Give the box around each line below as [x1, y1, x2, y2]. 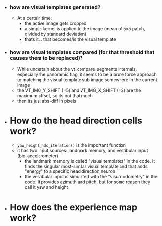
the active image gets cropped [24, 20, 87, 26]
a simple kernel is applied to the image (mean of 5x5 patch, [24, 26, 145, 32]
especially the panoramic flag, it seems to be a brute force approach [17, 71, 157, 77]
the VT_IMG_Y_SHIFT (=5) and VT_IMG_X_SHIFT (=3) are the [17, 87, 141, 93]
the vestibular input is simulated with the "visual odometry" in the [24, 173, 158, 179]
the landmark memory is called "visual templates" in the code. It [24, 158, 155, 164]
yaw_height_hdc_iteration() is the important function [17, 142, 126, 148]
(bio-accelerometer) [17, 153, 58, 159]
